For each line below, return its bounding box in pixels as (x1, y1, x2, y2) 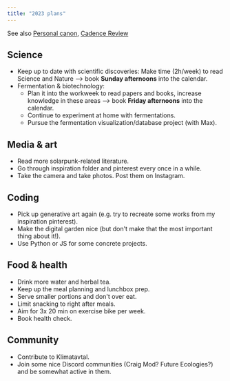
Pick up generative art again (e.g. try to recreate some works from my (17, 210, 216, 218)
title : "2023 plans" (7, 10, 67, 17)
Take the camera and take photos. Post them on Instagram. (17, 172, 185, 180)
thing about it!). (17, 232, 61, 240)
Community (7, 334, 59, 346)
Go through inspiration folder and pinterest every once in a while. (17, 164, 202, 173)
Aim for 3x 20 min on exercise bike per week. (17, 306, 146, 315)
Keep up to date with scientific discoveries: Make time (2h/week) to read (17, 67, 223, 76)
